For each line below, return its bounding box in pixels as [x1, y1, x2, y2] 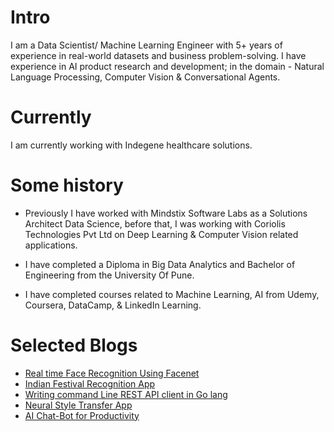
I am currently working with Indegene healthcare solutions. [10, 139, 253, 151]
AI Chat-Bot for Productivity [24, 409, 140, 421]
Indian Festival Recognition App [24, 377, 156, 390]
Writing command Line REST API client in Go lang [24, 388, 228, 400]
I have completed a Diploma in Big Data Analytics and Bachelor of [24, 258, 296, 270]
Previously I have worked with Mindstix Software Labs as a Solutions [24, 207, 308, 219]
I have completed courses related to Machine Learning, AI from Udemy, [24, 288, 320, 300]
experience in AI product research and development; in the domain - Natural [10, 60, 325, 72]
